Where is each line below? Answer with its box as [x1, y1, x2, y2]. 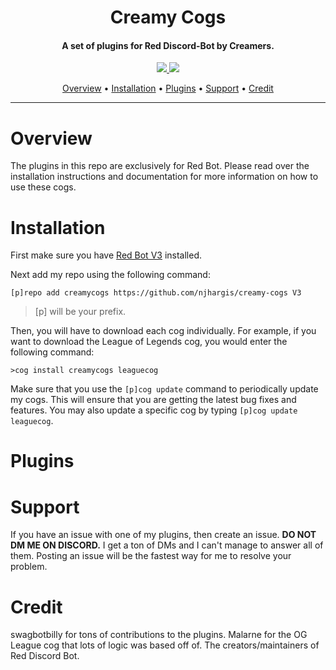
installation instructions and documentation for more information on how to [10, 171, 319, 183]
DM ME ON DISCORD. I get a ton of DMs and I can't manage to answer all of [10, 539, 324, 551]
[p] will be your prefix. [34, 306, 127, 318]
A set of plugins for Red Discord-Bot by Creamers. [61, 39, 275, 51]
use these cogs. [10, 181, 77, 193]
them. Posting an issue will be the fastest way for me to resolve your [10, 550, 292, 562]
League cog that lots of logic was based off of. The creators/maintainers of [10, 639, 320, 651]
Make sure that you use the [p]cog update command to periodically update [10, 383, 319, 395]
